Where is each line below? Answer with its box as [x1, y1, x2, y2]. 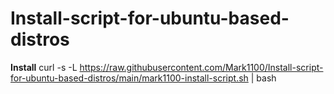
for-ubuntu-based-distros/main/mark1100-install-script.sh [10, 72, 249, 84]
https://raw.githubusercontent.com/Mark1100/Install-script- [79, 61, 324, 73]
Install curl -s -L [10, 61, 78, 73]
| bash [250, 72, 277, 84]
